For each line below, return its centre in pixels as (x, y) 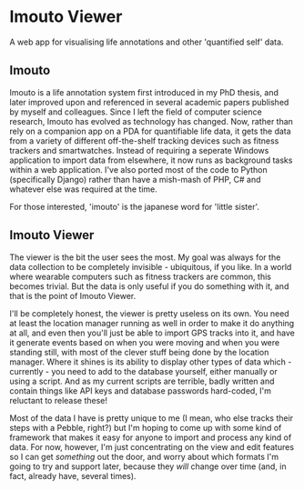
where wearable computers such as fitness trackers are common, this (140, 276)
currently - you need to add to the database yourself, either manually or (143, 371)
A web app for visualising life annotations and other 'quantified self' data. (147, 42)
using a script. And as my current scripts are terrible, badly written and (142, 381)
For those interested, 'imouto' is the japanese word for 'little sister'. (135, 206)
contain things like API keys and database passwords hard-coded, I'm (140, 390)
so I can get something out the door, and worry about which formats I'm (144, 456)
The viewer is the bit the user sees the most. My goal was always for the (145, 257)
